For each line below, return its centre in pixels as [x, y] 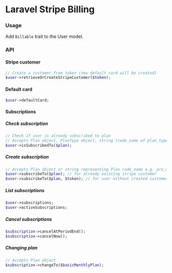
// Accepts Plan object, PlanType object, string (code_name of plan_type [87, 140]
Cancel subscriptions [29, 219]
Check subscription [27, 123]
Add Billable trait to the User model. [44, 36]
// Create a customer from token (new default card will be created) [81, 73]
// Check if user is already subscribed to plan [58, 136]
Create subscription [27, 157]
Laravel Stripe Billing [50, 9]
